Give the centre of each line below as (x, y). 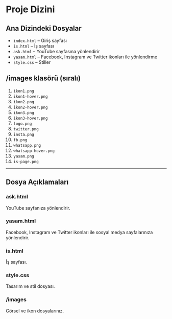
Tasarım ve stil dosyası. (30, 286)
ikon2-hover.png (30, 107)
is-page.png (26, 162)
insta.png (24, 134)
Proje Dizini (30, 9)
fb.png (20, 140)
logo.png (22, 124)
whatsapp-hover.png (34, 151)
